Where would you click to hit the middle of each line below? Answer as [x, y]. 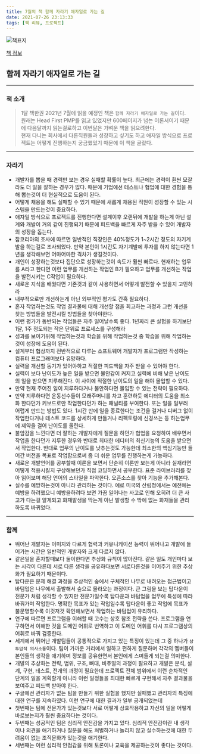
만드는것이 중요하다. [54, 209]
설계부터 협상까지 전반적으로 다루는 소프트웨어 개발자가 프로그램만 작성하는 [101, 351]
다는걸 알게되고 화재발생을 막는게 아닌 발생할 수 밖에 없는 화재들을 [102, 500]
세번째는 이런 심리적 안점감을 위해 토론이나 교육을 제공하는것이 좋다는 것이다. [104, 745]
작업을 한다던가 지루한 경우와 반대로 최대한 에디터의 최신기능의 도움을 [95, 440]
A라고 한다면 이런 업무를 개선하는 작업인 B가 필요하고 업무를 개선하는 [101, 269]
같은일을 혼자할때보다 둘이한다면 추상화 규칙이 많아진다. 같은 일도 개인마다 [101, 559]
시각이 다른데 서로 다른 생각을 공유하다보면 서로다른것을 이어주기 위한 [101, 566]
